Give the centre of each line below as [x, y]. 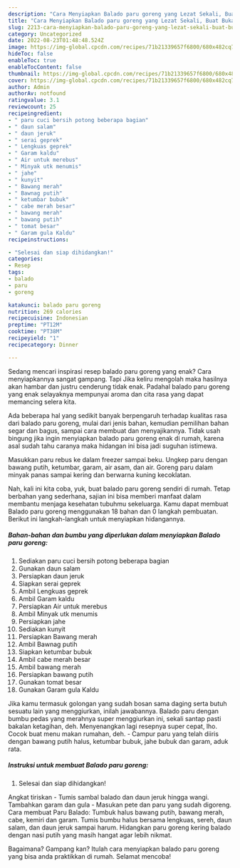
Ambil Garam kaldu [46, 598]
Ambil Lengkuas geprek [53, 591]
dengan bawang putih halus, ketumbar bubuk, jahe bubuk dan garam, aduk [118, 741]
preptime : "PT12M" [35, 325]
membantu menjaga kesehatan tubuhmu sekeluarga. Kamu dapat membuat [118, 504]
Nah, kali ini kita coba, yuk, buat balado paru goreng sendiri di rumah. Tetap [119, 489]
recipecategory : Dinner [43, 344]
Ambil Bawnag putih [48, 644]
